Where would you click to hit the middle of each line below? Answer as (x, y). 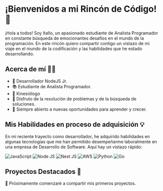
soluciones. (24, 104)
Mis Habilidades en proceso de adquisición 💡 (75, 125)
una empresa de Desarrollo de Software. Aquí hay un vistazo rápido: (74, 147)
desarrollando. (20, 54)
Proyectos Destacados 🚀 (43, 172)
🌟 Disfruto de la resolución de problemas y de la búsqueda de (74, 98)
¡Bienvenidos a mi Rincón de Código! (81, 9)
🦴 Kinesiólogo (26, 94)
